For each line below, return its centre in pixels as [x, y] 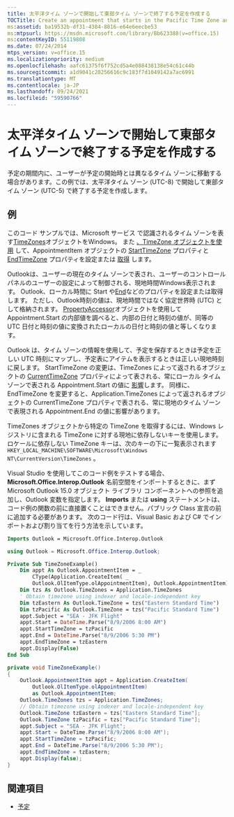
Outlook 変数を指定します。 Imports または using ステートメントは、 [125, 499]
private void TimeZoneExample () [54, 667]
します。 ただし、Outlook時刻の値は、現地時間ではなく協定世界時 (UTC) [111, 300]
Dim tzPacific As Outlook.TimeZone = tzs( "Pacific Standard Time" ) [119, 609]
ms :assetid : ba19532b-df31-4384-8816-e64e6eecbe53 [82, 27]
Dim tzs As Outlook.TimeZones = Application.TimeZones [101, 590]
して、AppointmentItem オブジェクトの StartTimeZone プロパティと [112, 250]
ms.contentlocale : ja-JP [43, 85]
